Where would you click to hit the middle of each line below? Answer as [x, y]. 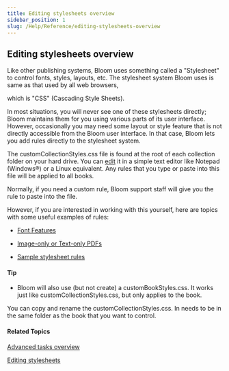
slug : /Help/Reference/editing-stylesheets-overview [84, 26]
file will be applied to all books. [51, 176]
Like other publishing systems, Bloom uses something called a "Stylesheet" [113, 71]
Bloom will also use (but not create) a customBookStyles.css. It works [115, 288]
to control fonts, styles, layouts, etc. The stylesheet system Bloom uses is [110, 78]
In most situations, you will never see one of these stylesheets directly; [107, 112]
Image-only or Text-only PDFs [59, 243]
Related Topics [29, 331]
